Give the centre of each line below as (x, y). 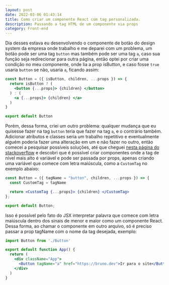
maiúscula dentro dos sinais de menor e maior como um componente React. (84, 220)
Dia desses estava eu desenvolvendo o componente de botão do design (80, 43)
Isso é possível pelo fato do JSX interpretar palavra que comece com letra (82, 215)
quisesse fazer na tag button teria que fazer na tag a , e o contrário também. (84, 131)
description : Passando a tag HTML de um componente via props (72, 24)
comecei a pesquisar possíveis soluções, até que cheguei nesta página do (82, 147)
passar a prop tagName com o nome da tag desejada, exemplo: (71, 231)
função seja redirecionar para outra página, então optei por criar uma (77, 59)
